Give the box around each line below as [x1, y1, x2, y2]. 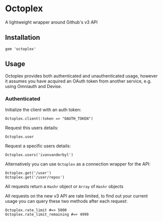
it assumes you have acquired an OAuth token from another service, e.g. [5, 78, 152, 84]
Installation [5, 33, 40, 42]
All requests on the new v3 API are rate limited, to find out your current [5, 193, 148, 199]
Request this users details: [5, 125, 59, 131]
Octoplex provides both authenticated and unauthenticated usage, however [5, 73, 158, 79]
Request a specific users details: [5, 143, 71, 149]
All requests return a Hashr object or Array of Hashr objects [5, 183, 124, 189]
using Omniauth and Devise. [5, 83, 62, 89]
